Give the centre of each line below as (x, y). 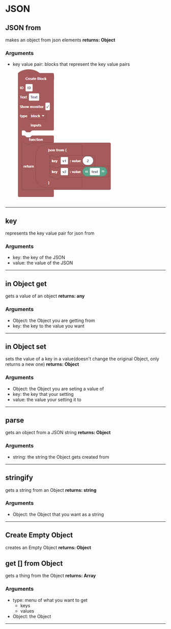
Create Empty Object (39, 535)
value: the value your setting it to (47, 399)
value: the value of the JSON (43, 263)
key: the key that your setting (43, 394)
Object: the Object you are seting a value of (58, 389)
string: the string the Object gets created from (61, 457)
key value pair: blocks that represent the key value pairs (71, 64)
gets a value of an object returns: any (45, 296)
